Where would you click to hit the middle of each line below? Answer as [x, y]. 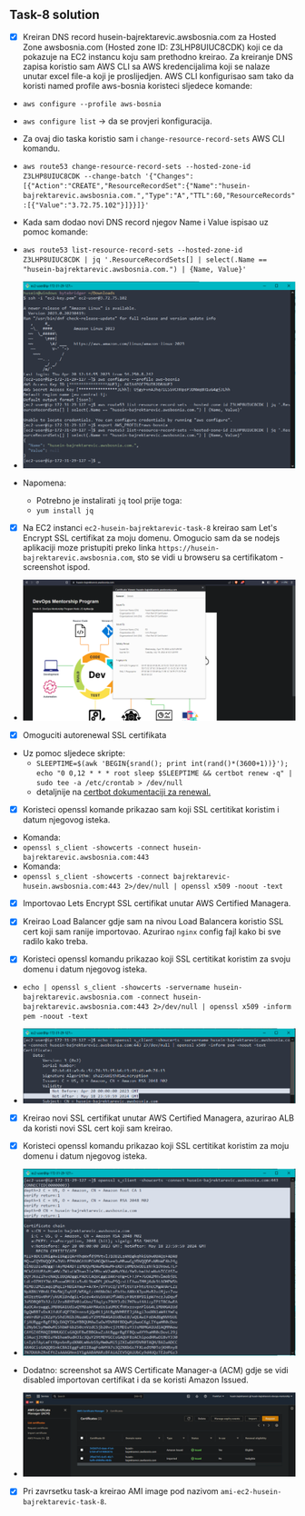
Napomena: [44, 483]
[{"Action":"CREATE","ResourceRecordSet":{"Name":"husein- [137, 185]
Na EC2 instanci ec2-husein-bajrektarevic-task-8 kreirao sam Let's [150, 527]
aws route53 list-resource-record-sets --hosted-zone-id [133, 250]
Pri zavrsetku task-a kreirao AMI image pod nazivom [121, 1491]
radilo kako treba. [55, 942]
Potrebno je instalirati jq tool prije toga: [109, 500]
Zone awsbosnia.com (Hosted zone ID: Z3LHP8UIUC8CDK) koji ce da [152, 47]
